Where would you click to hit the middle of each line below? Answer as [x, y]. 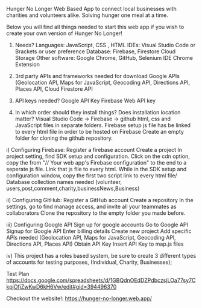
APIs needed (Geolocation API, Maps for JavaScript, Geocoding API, [91, 238]
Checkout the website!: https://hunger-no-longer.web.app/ [79, 298]
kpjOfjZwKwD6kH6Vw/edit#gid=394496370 [62, 287]
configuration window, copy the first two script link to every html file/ [92, 175]
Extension [27, 64]
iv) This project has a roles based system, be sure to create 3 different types [101, 256]
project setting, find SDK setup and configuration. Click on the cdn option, [98, 156]
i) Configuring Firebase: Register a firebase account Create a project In [94, 150]
